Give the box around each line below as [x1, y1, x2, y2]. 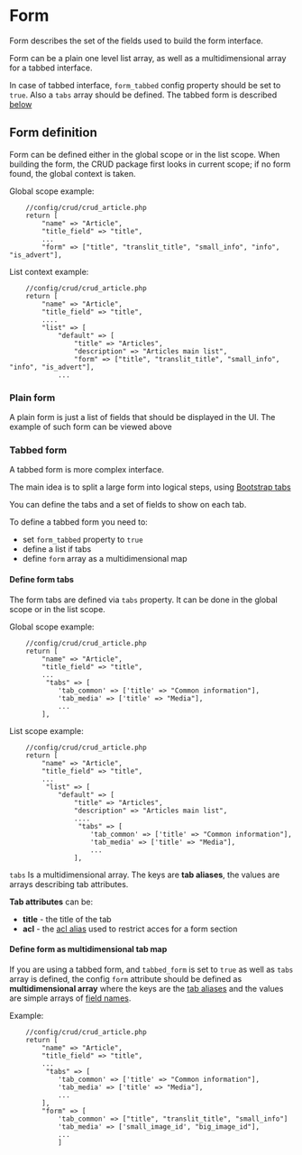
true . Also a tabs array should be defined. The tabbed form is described [9, 89, 278, 100]
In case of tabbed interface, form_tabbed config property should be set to [9, 79, 281, 90]
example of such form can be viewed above [9, 421, 173, 433]
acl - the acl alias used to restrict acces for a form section [22, 923, 238, 934]
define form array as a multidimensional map [22, 554, 188, 564]
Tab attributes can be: [9, 896, 94, 907]
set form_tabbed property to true [22, 534, 143, 545]
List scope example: [9, 725, 84, 736]
